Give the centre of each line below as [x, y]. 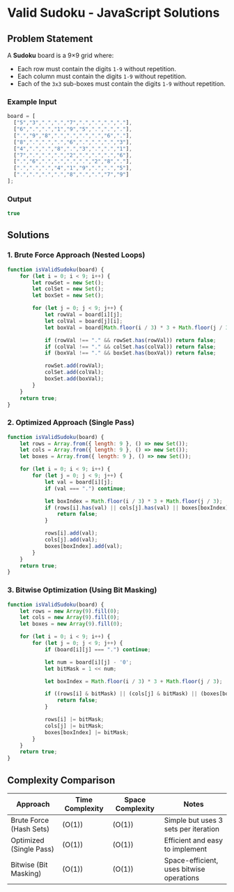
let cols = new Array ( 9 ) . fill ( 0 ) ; [70, 618]
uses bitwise [185, 869]
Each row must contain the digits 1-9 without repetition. [96, 69]
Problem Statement [50, 39]
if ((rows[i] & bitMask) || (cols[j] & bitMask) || [121, 694]
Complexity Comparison [61, 780]
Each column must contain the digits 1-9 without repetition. [102, 76]
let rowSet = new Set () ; [68, 283]
